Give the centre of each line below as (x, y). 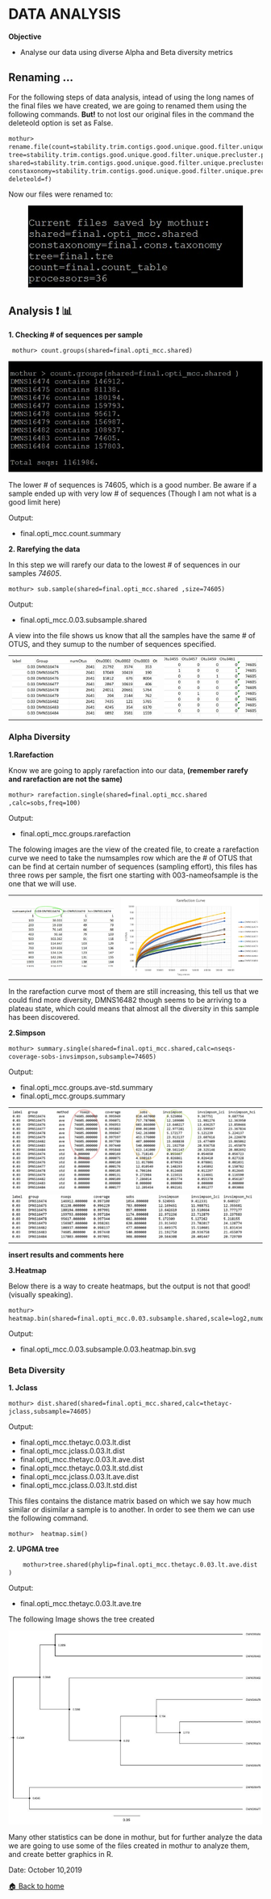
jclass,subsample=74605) (50, 1412)
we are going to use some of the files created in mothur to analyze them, (129, 1846)
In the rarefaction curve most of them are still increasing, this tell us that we (134, 992)
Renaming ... (41, 78)
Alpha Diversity (40, 737)
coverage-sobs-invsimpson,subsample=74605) (83, 1057)
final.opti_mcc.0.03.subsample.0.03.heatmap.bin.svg (108, 1349)
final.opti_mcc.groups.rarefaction (75, 833)
